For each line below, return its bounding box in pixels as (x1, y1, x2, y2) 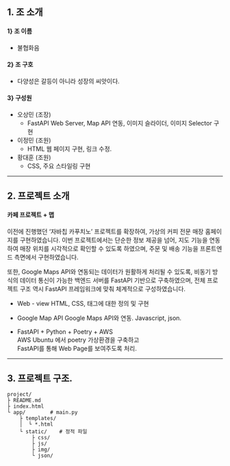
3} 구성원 (7, 94, 32, 102)
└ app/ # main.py (7, 409, 78, 416)
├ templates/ (19, 415, 57, 422)
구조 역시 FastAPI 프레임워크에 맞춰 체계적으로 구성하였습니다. (19, 284, 186, 293)
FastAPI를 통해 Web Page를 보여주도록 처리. (16, 344, 137, 352)
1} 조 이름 (7, 27, 33, 35)
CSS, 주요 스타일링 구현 (27, 162, 91, 170)
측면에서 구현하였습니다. (14, 253, 79, 261)
